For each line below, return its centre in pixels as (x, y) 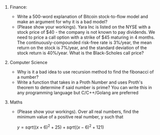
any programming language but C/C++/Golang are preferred (78, 93)
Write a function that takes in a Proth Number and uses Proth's (80, 82)
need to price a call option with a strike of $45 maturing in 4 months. (86, 37)
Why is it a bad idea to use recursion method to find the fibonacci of (85, 72)
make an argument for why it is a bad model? (62, 22)
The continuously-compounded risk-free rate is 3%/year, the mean (84, 43)
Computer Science (29, 62)
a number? (28, 77)
